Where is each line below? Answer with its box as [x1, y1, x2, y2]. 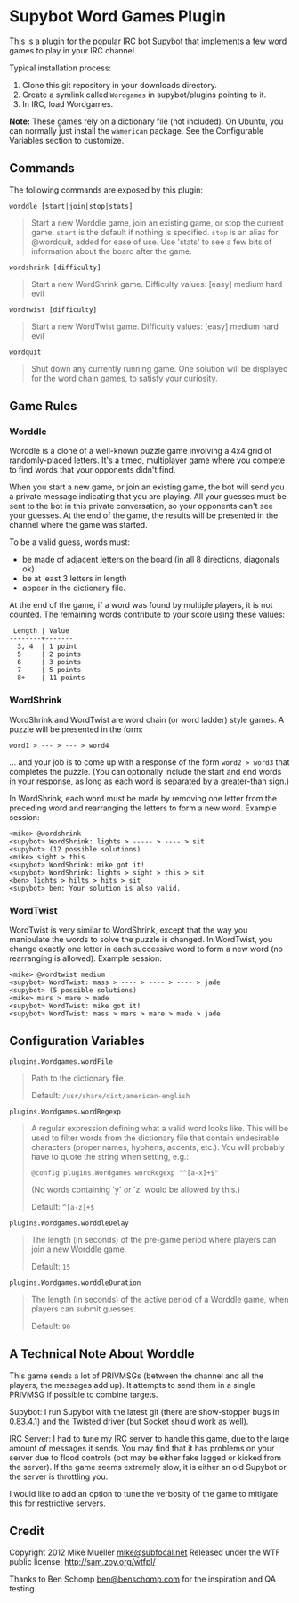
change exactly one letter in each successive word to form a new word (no [9, 943, 283, 955]
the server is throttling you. [9, 1471, 109, 1482]
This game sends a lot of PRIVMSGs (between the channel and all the [9, 1370, 264, 1381]
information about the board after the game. [30, 245, 193, 256]
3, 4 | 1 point [17, 642, 77, 652]
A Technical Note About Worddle [9, 1346, 195, 1361]
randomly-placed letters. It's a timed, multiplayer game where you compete [9, 455, 286, 465]
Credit [9, 1524, 44, 1539]
